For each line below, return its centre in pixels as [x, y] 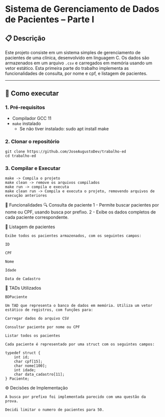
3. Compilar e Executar [33, 168]
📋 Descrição [25, 38]
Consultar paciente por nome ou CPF [42, 327]
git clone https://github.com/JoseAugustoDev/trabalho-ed [66, 151]
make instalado [27, 123]
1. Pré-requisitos [25, 108]
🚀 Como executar [32, 94]
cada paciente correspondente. [37, 217]
